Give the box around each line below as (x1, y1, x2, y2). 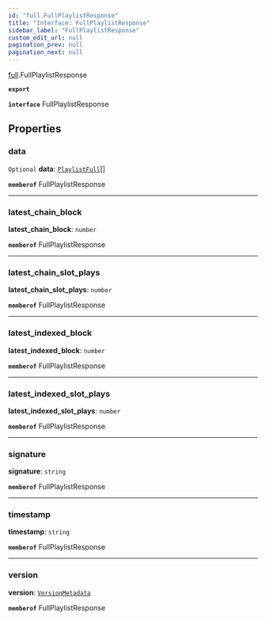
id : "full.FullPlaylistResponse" (8, 11, 119, 20)
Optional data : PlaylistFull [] (8, 164, 105, 173)
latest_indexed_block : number (8, 345, 105, 355)
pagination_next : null (8, 48, 83, 56)
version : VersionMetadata (8, 588, 91, 597)
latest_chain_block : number (8, 224, 97, 234)
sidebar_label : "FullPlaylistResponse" (8, 26, 140, 34)
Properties (8, 122, 62, 135)
